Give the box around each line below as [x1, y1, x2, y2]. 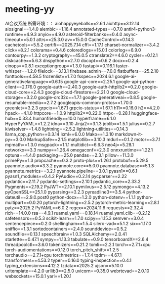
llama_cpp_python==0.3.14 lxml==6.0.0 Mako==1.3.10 [5, 131, 114, 137]
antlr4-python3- [124, 26, 157, 32]
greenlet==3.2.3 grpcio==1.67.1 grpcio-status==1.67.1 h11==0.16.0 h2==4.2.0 [5, 105, 160, 111]
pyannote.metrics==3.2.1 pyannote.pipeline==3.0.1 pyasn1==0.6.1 [5, 168, 137, 174]
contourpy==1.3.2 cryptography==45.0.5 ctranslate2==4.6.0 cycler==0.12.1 [5, 52, 158, 58]
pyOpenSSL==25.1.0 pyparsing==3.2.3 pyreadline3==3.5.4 [5, 189, 125, 195]
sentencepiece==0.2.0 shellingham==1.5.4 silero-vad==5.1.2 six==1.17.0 [5, 220, 152, 226]
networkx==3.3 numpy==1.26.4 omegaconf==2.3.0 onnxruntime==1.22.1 [5, 147, 153, 153]
